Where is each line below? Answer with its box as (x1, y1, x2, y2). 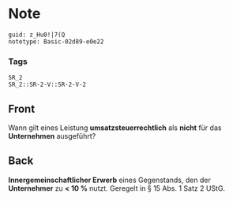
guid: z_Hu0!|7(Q (8, 31, 66, 39)
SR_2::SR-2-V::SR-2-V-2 (8, 80, 87, 89)
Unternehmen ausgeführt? (8, 132, 96, 141)
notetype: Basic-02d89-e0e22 (8, 37, 104, 46)
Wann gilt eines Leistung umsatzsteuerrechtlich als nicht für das (8, 123, 222, 132)
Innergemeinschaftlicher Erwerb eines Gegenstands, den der (8, 175, 211, 184)
